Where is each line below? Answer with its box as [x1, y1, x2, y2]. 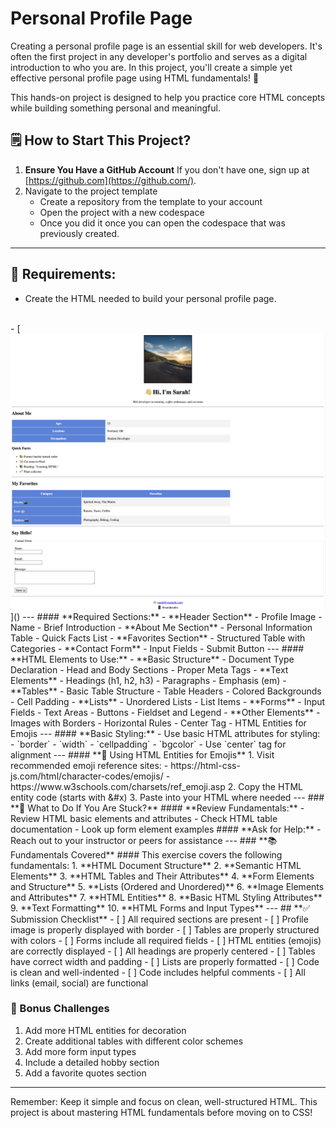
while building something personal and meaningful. [10, 102, 221, 114]
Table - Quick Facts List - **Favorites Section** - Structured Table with [10, 632, 306, 644]
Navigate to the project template [24, 185, 158, 197]
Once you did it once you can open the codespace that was [39, 217, 286, 229]
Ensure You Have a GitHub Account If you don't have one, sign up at [24, 163, 310, 176]
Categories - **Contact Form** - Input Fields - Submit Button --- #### [10, 642, 305, 654]
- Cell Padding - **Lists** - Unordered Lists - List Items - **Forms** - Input [10, 695, 326, 707]
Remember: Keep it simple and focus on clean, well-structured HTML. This [10, 1095, 318, 1107]
